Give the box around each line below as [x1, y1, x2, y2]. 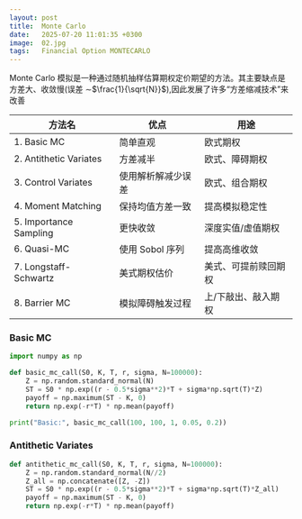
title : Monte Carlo [9, 22, 87, 31]
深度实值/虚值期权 [203, 222, 280, 234]
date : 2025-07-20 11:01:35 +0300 [9, 30, 143, 39]
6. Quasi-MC [13, 242, 70, 255]
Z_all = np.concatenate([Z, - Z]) [25, 477, 151, 486]
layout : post [9, 13, 58, 23]
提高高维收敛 [203, 243, 259, 256]
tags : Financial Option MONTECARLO [9, 47, 151, 56]
